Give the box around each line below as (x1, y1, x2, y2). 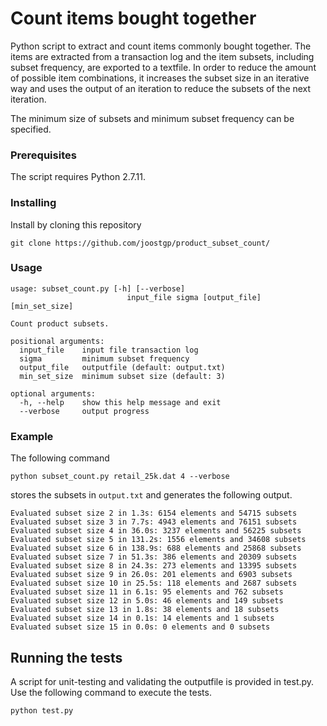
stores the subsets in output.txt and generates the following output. (10, 489, 293, 501)
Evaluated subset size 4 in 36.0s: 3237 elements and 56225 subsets (10, 526, 302, 536)
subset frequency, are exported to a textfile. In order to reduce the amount (10, 61, 317, 73)
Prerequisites (10, 148, 77, 162)
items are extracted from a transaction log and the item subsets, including (10, 50, 315, 62)
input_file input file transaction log (19, 345, 199, 355)
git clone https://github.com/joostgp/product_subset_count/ (10, 238, 271, 248)
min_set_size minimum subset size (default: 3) (19, 371, 226, 381)
